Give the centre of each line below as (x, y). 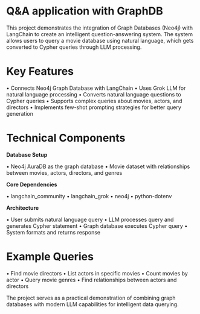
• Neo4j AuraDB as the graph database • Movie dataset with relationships (98, 166)
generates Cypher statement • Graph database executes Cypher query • (97, 226)
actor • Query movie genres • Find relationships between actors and (92, 280)
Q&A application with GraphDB (85, 11)
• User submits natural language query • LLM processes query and (90, 219)
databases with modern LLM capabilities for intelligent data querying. (93, 304)
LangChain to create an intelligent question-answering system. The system (100, 34)
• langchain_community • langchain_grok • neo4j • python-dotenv (89, 196)
